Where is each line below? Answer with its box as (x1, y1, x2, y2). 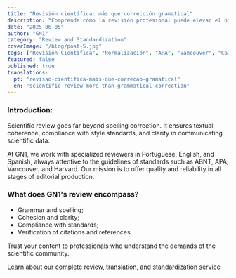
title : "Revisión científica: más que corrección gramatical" (7, 10, 193, 18)
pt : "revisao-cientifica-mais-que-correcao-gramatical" (13, 75, 181, 83)
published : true (7, 62, 55, 69)
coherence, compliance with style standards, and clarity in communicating (7, 128, 223, 137)
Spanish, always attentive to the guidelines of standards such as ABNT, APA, (7, 157, 229, 166)
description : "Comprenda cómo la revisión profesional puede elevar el (7, 17, 221, 24)
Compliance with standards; (17, 220, 99, 229)
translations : (7, 69, 49, 76)
